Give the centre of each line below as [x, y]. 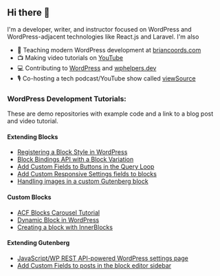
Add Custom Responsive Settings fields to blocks [87, 174]
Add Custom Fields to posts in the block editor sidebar [94, 265]
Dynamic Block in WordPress [58, 220]
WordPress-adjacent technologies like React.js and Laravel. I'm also [103, 36]
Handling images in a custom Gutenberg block [83, 181]
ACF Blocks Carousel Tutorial [58, 212]
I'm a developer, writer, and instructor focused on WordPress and [99, 29]
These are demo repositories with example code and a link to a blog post [110, 114]
